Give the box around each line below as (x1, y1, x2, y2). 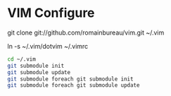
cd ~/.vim (7, 55, 37, 63)
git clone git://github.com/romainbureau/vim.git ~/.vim (7, 28, 165, 37)
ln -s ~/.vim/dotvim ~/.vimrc (7, 42, 89, 50)
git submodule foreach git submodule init (7, 76, 134, 83)
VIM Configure (7, 5, 95, 21)
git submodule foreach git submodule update (7, 82, 140, 89)
